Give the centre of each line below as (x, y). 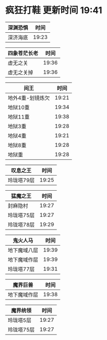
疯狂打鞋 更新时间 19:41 (54, 10)
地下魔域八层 (23, 250)
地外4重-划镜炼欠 (29, 98)
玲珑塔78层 (21, 224)
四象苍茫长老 (23, 53)
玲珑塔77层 (21, 269)
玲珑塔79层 (21, 180)
